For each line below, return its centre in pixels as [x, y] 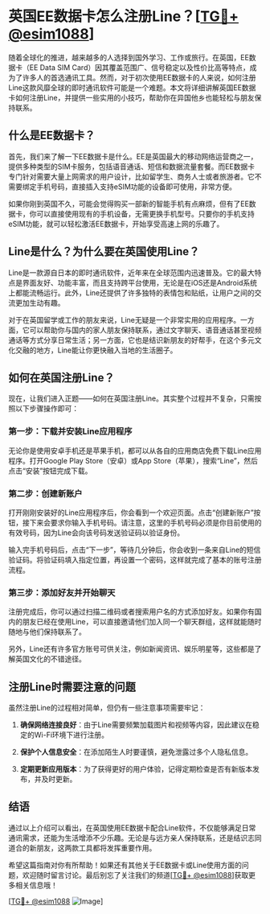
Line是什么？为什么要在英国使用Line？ [104, 251]
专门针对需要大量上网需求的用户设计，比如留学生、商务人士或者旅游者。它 [131, 176]
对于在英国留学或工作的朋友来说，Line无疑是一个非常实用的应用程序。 [125, 319]
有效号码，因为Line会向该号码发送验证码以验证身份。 [96, 533]
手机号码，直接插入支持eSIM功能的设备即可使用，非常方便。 [136, 187]
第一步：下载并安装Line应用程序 [70, 431]
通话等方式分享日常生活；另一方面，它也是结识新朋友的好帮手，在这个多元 [131, 340]
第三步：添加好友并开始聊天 [62, 592]
